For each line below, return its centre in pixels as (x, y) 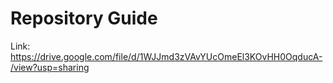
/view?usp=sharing (50, 67)
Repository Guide (84, 18)
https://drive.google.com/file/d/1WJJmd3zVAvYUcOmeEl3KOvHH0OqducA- (166, 56)
